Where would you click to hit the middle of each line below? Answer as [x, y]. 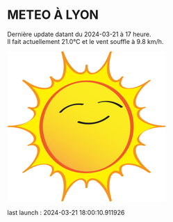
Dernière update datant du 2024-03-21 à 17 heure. [79, 34]
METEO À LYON [53, 15]
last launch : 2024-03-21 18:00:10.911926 [66, 212]
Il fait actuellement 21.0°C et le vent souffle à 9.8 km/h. [85, 41]
